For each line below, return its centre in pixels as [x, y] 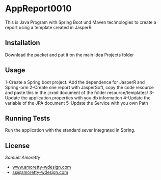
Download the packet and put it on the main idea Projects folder [69, 55]
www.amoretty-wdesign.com [41, 167]
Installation [23, 43]
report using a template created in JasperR [48, 27]
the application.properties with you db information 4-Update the [86, 98]
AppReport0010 [39, 9]
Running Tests [27, 118]
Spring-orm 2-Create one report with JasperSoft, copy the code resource [80, 87]
